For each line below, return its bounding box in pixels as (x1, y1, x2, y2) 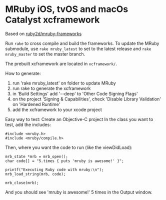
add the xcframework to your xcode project (12, 106, 102, 112)
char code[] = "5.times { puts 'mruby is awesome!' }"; (5, 158, 124, 163)
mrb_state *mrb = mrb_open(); (5, 154, 68, 159)
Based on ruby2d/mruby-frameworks (5, 30, 82, 36)
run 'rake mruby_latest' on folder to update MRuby (12, 80, 116, 86)
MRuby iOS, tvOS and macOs (5, 3, 128, 15)
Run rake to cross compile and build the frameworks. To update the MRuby (5, 40, 159, 46)
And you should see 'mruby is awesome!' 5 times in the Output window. (5, 189, 152, 195)
